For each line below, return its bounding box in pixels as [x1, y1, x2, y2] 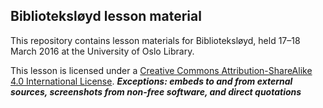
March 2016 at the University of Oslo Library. [10, 45, 195, 57]
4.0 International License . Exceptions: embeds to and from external [10, 75, 293, 87]
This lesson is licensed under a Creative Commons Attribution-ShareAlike [10, 64, 313, 76]
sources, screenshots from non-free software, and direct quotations [10, 85, 302, 98]
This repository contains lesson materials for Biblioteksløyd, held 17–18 [10, 34, 301, 46]
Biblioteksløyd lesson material [10, 8, 202, 25]
